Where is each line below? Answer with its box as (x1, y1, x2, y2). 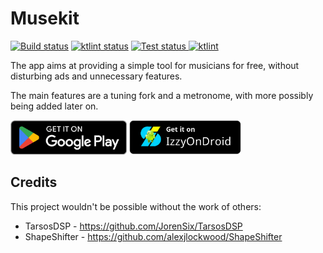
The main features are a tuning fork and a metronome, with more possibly (10, 89, 314, 101)
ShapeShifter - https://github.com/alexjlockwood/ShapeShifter (24, 230, 283, 242)
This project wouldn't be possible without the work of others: (10, 200, 262, 212)
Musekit (10, 7, 80, 30)
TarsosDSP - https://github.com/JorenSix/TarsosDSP (24, 220, 243, 232)
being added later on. (10, 100, 99, 112)
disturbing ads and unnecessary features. (10, 70, 183, 82)
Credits (10, 174, 58, 191)
